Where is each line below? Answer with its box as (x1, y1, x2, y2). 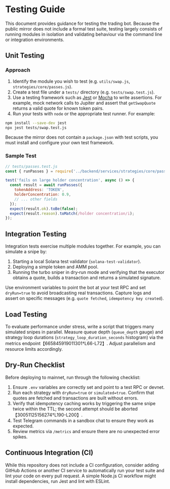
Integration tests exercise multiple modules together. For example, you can (5, 243, 161, 250)
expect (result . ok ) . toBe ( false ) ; (10, 206, 78, 211)
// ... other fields (14, 197, 58, 202)
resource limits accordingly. (5, 346, 63, 352)
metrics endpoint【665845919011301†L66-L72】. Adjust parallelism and (5, 340, 155, 346)
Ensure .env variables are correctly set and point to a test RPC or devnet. (12, 384, 165, 390)
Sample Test (5, 152, 37, 160)
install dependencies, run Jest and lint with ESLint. (5, 478, 110, 484)
